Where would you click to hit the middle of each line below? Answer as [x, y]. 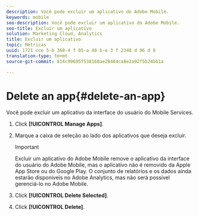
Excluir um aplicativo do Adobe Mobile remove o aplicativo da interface [102, 159]
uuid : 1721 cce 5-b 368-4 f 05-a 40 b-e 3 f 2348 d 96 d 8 [81, 51]
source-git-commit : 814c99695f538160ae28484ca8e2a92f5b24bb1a [85, 61]
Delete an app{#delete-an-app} [86, 96]
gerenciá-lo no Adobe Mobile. [51, 184]
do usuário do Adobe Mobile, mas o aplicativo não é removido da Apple [102, 165]
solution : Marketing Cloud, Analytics [54, 34]
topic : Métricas [26, 45]
